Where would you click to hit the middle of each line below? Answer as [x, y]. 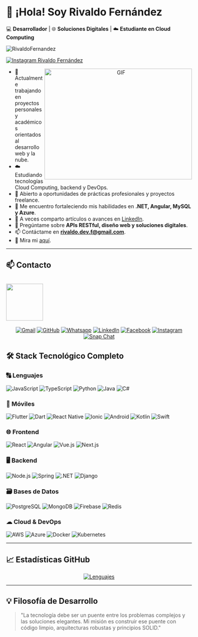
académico [28, 122]
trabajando [28, 90]
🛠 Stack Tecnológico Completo [65, 356]
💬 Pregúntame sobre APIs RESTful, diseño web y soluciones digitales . [101, 225]
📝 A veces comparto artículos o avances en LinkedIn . [79, 219]
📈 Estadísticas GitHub [48, 559]
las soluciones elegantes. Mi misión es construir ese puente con [98, 621]
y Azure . [25, 212]
